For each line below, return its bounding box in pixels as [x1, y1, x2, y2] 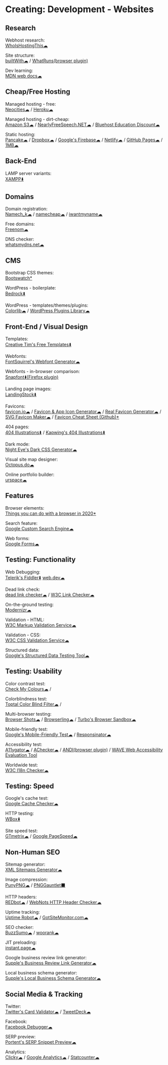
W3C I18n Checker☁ [5, 767, 49, 773]
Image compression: [5, 877, 48, 883]
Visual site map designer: [5, 457, 58, 463]
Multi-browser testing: [5, 711, 52, 717]
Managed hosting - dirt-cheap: [5, 116, 70, 122]
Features [5, 491, 34, 500]
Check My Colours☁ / [5, 686, 52, 692]
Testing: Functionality [5, 555, 76, 564]
